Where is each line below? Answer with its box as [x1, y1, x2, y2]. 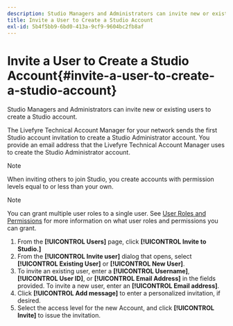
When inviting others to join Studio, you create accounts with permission [7, 175, 215, 184]
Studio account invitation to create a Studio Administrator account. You [7, 133, 210, 142]
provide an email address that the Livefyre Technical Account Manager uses [7, 141, 225, 149]
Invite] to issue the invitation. [17, 311, 101, 320]
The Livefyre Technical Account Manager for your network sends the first [7, 126, 218, 135]
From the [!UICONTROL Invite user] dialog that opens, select [17, 252, 192, 261]
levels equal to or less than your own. [7, 182, 114, 191]
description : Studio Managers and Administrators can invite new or [7, 10, 209, 17]
